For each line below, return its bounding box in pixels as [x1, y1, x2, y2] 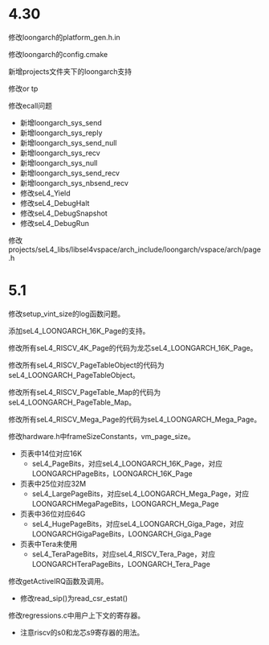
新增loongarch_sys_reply [19, 128, 103, 138]
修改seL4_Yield [19, 188, 71, 198]
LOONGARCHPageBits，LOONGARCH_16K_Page [31, 468, 193, 479]
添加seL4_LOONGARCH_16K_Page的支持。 [8, 326, 150, 335]
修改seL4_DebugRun [19, 218, 90, 228]
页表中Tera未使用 [19, 539, 78, 548]
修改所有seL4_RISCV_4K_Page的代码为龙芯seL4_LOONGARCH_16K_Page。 [8, 343, 258, 352]
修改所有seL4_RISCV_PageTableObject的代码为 [8, 359, 165, 370]
